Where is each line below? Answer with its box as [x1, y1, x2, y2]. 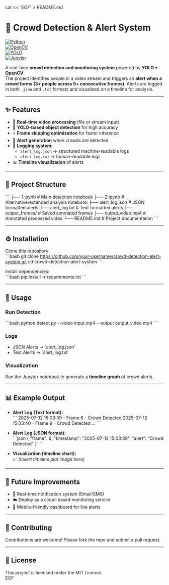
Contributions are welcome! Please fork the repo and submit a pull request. [5, 537, 161, 543]
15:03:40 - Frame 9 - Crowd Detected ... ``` [12, 420, 102, 426]
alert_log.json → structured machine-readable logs [20, 148, 129, 154]
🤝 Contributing [5, 523, 52, 532]
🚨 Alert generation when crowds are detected [12, 137, 109, 143]
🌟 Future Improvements [5, 477, 80, 486]
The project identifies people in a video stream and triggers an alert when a [5, 75, 162, 81]
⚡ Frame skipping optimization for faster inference [12, 130, 119, 136]
